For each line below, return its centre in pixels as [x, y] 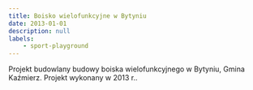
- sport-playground [56, 46]
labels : [21, 39]
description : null [39, 31]
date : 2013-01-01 [38, 24]
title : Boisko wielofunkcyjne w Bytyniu [78, 16]
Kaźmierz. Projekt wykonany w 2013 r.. [73, 78]
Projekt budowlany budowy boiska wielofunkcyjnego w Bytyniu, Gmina [127, 69]
